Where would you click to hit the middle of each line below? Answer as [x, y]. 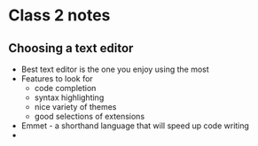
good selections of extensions [90, 116]
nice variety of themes [75, 107]
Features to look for [57, 79]
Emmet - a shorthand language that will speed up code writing [135, 126]
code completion [65, 88]
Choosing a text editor [71, 48]
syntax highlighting [69, 97]
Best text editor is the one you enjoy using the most [115, 69]
